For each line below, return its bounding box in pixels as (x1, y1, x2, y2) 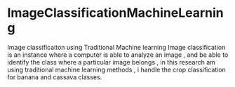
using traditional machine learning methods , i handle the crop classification (7, 65, 226, 74)
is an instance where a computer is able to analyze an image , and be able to (7, 51, 229, 59)
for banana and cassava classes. (7, 72, 102, 81)
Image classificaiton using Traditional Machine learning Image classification (7, 43, 226, 51)
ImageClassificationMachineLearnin (7, 5, 224, 21)
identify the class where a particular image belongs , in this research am (7, 58, 216, 66)
